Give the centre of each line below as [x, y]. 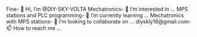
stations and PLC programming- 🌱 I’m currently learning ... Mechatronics [95, 15]
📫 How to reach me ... [34, 28]
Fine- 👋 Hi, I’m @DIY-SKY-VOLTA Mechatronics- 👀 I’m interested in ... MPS [97, 9]
